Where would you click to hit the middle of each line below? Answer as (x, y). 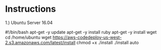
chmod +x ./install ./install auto (108, 42)
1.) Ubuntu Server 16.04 (29, 23)
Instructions (31, 9)
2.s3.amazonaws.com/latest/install (40, 42)
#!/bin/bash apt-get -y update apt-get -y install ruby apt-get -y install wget (81, 32)
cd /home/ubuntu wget (28, 37)
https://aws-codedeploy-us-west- (87, 37)
